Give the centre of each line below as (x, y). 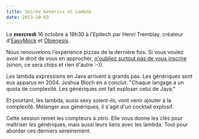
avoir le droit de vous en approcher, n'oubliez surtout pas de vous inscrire (97, 58)
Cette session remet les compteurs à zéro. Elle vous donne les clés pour (94, 118)
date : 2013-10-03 (28, 17)
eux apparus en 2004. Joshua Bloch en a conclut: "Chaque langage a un (95, 82)
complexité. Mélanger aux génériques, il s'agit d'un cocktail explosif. (90, 106)
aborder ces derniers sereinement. (48, 131)
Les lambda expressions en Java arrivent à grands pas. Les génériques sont (99, 76)
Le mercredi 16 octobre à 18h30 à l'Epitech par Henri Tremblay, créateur (94, 34)
